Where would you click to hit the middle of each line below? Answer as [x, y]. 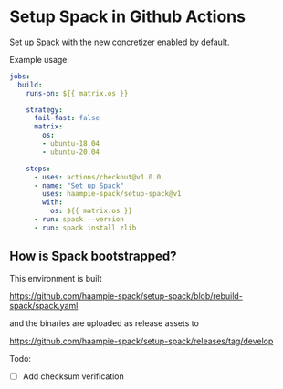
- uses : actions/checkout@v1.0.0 [97, 177]
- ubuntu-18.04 [71, 144]
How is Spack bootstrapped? [93, 256]
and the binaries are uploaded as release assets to [104, 323]
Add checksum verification [73, 376]
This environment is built [56, 278]
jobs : [20, 76]
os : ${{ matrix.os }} [91, 211]
